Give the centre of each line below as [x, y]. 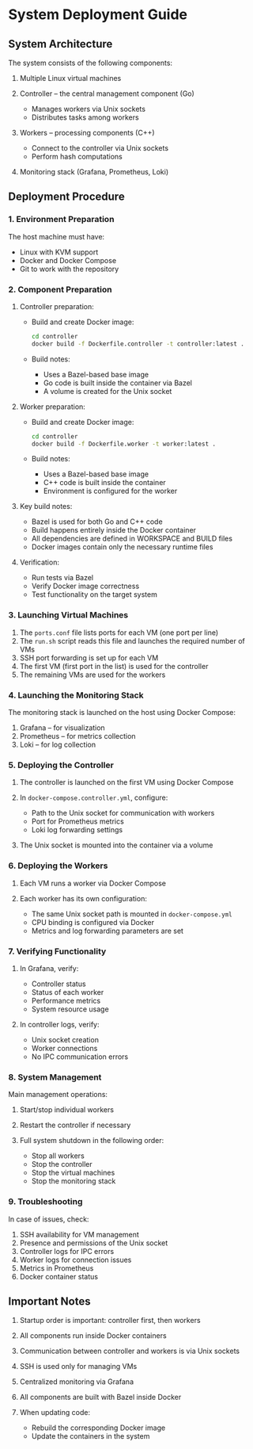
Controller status [59, 984]
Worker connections [64, 1048]
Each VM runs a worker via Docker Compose [93, 883]
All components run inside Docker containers [93, 1336]
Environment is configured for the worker [110, 491]
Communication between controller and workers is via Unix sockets [129, 1351]
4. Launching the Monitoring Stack [76, 695]
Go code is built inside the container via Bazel [117, 383]
